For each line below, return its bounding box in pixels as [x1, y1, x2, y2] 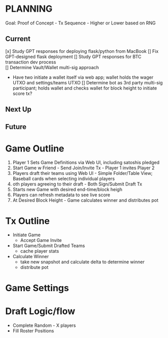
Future [5, 122, 27, 131]
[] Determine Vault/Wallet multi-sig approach [5, 64, 99, 70]
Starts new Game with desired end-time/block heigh [12, 187, 123, 193]
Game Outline [5, 143, 65, 154]
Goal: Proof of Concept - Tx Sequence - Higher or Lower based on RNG [5, 20, 156, 26]
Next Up [5, 105, 32, 114]
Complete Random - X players [12, 322, 76, 328]
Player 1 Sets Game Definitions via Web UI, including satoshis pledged [12, 160, 159, 166]
